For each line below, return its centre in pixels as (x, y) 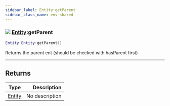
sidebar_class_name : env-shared (39, 15)
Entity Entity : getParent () (34, 43)
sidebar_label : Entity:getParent (40, 10)
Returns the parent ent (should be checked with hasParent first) (72, 52)
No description (44, 96)
